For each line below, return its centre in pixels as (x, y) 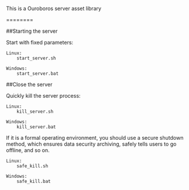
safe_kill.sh (32, 166)
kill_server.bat (37, 127)
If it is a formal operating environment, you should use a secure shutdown (95, 138)
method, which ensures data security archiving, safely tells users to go (91, 144)
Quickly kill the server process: (43, 96)
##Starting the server (32, 31)
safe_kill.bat (34, 181)
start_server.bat (38, 74)
